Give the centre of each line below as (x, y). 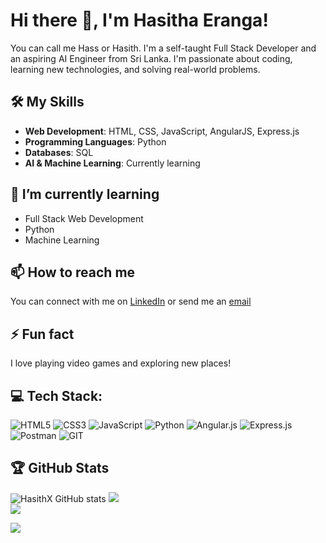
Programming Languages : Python (95, 141)
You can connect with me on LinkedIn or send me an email (131, 301)
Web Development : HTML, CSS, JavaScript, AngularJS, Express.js (162, 131)
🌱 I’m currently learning (85, 194)
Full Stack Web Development (84, 218)
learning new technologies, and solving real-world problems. (135, 69)
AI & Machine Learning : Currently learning (112, 163)
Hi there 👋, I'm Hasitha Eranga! (139, 20)
